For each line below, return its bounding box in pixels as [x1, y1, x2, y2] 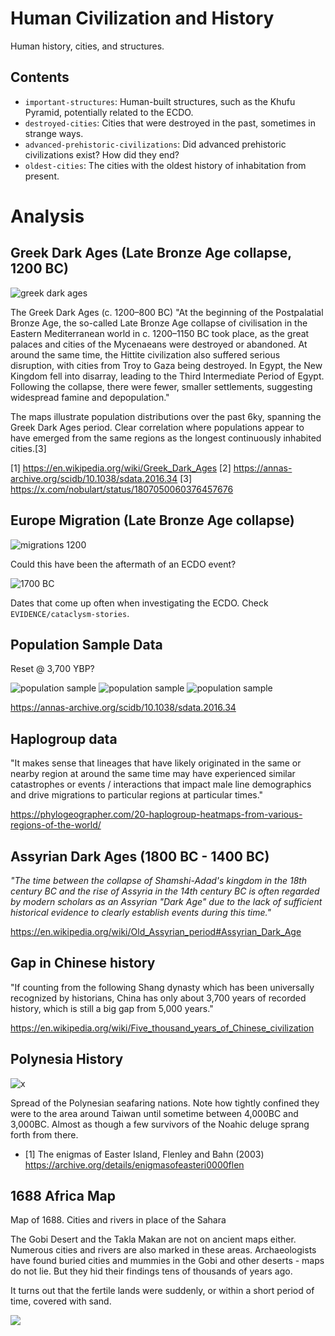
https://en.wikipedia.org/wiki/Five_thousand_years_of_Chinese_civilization [10, 1022, 315, 1034]
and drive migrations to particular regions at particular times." [10, 789, 264, 801]
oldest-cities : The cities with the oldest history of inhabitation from [24, 159, 307, 171]
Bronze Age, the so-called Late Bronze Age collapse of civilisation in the [10, 317, 308, 329]
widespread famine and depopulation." [10, 391, 170, 403]
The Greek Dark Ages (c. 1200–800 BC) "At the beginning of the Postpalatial [10, 306, 324, 318]
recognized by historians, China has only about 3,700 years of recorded [10, 992, 307, 1004]
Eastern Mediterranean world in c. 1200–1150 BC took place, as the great [10, 327, 310, 339]
